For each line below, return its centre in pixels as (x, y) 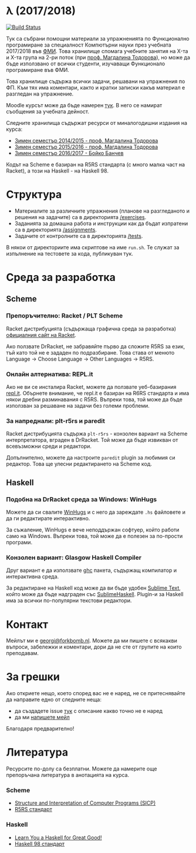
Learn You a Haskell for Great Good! (58, 837)
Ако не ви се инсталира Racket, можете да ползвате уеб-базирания (91, 387)
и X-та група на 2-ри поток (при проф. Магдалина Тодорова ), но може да (98, 57)
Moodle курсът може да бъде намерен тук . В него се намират (84, 105)
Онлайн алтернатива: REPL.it (50, 374)
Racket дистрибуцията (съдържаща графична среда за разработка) (91, 329)
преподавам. (23, 653)
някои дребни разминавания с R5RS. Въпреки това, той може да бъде (94, 399)
